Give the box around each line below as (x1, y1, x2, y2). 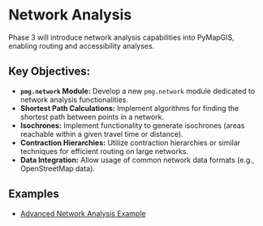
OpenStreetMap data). (19, 164, 96, 173)
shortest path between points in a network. (19, 112, 165, 122)
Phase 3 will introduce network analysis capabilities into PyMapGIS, (8, 32, 235, 42)
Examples (8, 187, 59, 201)
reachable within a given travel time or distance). (19, 129, 184, 139)
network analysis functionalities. (19, 95, 128, 104)
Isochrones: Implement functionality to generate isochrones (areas (19, 120, 245, 130)
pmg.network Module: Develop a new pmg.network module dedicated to (19, 86, 256, 96)
